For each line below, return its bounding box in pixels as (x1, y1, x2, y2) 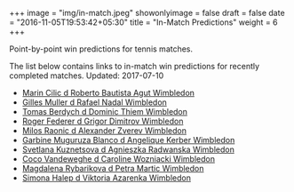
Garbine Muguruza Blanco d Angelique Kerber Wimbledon (21, 135, 235, 145)
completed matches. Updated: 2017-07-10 (9, 70, 164, 81)
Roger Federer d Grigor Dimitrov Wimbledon (21, 116, 184, 126)
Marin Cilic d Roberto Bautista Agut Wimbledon (21, 88, 195, 98)
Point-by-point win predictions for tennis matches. (9, 44, 194, 54)
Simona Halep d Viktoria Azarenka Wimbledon (21, 172, 191, 183)
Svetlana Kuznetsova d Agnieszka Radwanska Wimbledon (21, 144, 235, 155)
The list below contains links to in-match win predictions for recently (9, 61, 260, 71)
